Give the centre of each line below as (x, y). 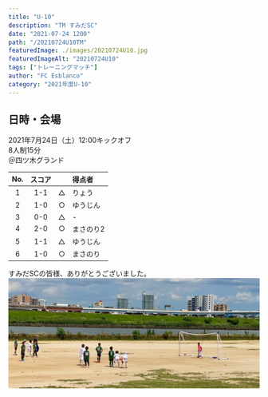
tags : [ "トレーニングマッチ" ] (53, 68)
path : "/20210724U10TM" (48, 42)
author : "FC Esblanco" (46, 76)
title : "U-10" (32, 17)
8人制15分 (25, 150)
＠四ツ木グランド (36, 161)
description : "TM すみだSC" (53, 25)
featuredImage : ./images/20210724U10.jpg (78, 51)
